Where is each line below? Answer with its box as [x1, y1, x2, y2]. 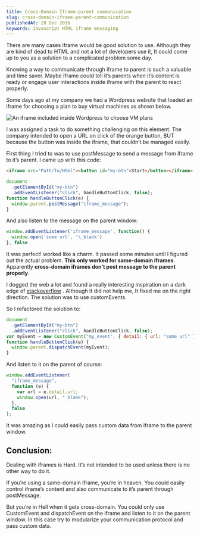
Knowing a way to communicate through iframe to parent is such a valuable [6, 66, 192, 73]
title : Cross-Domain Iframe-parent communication [6, 8, 132, 15]
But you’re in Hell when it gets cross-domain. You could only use [6, 503, 165, 510]
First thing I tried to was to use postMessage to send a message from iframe [6, 150, 193, 157]
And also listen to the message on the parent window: [6, 217, 138, 224]
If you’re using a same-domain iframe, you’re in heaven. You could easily [6, 479, 185, 486]
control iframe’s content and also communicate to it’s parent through [6, 485, 174, 492]
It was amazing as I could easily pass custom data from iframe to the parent [6, 422, 192, 429]
